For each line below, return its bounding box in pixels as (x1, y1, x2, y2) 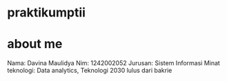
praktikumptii (7, 5, 86, 21)
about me (7, 36, 63, 52)
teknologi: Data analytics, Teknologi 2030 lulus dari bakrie (7, 67, 172, 75)
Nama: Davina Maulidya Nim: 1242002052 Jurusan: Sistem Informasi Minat (7, 59, 221, 67)
